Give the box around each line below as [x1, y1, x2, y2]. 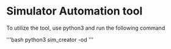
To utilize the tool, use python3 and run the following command [6, 24, 166, 31]
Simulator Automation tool [6, 4, 143, 18]
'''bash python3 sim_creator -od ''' [6, 36, 93, 43]
